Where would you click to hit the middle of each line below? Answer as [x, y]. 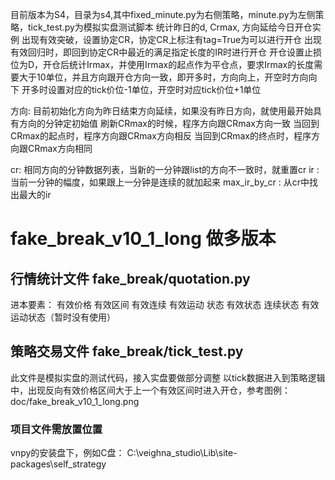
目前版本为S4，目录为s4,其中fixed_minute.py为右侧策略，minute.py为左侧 [163, 14]
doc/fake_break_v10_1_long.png [75, 401]
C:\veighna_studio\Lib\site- [182, 453]
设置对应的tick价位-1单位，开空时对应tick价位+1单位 [154, 89]
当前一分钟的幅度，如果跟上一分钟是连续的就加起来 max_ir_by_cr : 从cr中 [160, 182]
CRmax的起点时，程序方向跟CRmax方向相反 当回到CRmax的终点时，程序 [161, 136]
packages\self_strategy [58, 464]
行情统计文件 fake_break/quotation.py [130, 278]
